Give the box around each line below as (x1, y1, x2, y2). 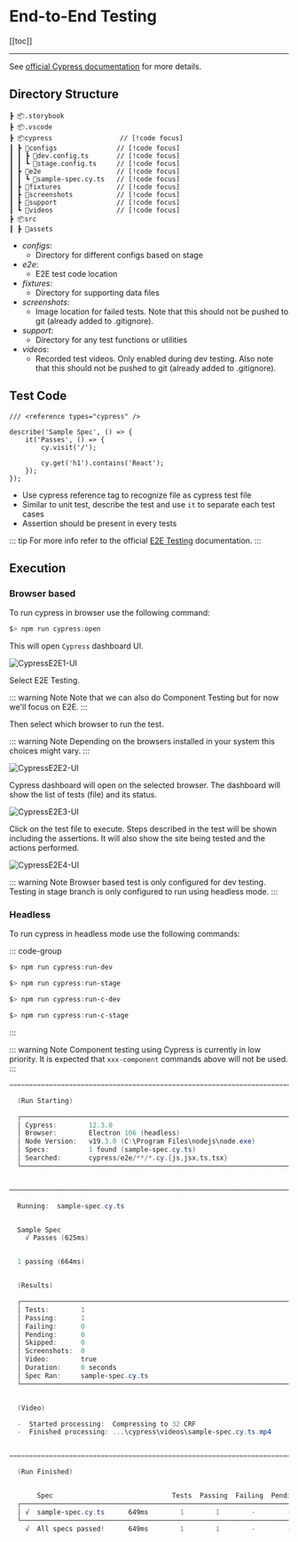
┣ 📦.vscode (9, 122, 53, 131)
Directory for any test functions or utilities (35, 334, 188, 345)
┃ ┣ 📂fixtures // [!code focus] (9, 182, 180, 192)
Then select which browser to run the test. (9, 719, 164, 729)
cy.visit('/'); (41, 443, 98, 452)
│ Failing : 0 (17, 1322, 86, 1331)
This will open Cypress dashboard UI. (9, 641, 144, 651)
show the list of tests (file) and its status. (9, 790, 158, 800)
